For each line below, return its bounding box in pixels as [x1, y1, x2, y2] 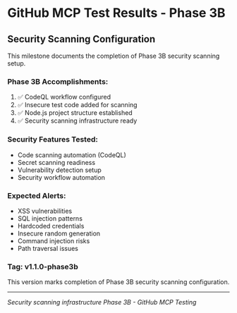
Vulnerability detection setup [17, 166, 102, 174]
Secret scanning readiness [17, 158, 96, 166]
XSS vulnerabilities [17, 207, 73, 215]
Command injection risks [17, 236, 90, 245]
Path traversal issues [17, 244, 79, 252]
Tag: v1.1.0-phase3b [7, 262, 79, 271]
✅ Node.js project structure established [17, 109, 133, 117]
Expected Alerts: [7, 190, 66, 200]
